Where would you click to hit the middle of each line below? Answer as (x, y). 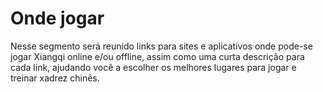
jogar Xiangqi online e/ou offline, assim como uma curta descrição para (157, 56)
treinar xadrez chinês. (55, 78)
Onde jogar (57, 18)
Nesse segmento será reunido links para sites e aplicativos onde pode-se (161, 46)
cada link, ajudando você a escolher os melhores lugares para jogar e (153, 67)
